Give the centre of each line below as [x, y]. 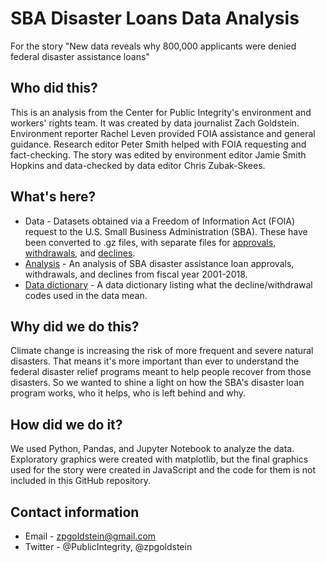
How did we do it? [66, 424]
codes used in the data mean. [86, 295]
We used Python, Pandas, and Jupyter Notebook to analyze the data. [152, 449]
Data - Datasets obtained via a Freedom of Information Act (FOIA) [160, 221]
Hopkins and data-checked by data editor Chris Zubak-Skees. [138, 165]
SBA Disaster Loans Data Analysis [155, 18]
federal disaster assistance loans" [80, 56]
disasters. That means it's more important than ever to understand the [155, 361]
